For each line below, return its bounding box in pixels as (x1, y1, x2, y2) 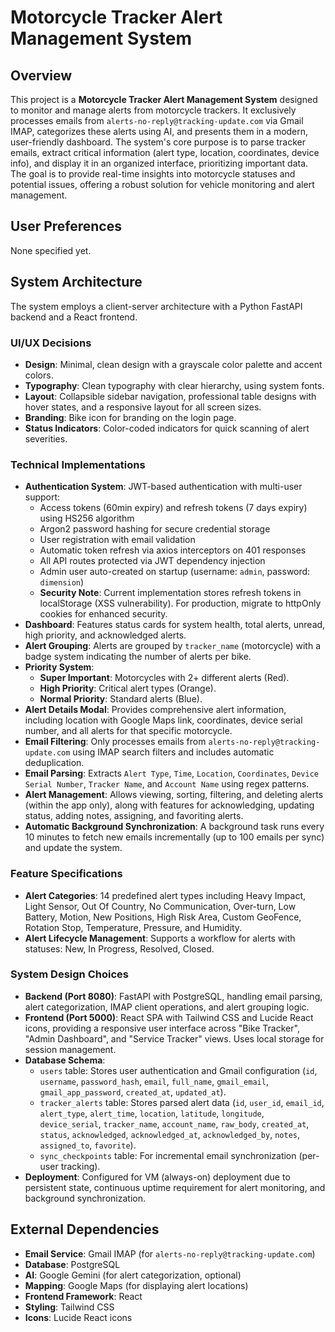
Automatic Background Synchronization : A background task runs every (24, 821, 325, 833)
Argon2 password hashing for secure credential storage (39, 523, 271, 535)
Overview (10, 67, 73, 84)
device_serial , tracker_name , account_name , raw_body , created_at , (39, 1117, 310, 1130)
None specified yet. (10, 244, 92, 256)
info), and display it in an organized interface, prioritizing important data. (10, 157, 309, 169)
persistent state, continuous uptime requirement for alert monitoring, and (24, 1181, 326, 1193)
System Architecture (10, 274, 143, 291)
